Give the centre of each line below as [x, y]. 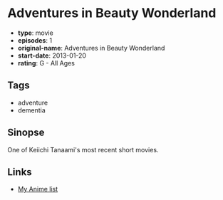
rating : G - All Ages [46, 63]
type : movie [35, 33]
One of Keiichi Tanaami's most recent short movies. [83, 149]
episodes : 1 [35, 40]
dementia [32, 110]
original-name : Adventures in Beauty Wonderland [91, 48]
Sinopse [26, 133]
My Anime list [38, 189]
